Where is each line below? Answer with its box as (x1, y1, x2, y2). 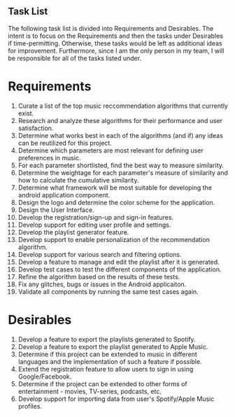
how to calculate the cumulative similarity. (17, 176, 139, 184)
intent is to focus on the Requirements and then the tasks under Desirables (8, 31, 223, 40)
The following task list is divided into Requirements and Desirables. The (8, 24, 214, 32)
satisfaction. (17, 124, 54, 132)
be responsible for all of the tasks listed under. (8, 54, 142, 62)
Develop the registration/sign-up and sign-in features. (17, 213, 174, 221)
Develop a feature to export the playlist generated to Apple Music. (17, 342, 208, 351)
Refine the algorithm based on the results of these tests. (17, 272, 180, 281)
